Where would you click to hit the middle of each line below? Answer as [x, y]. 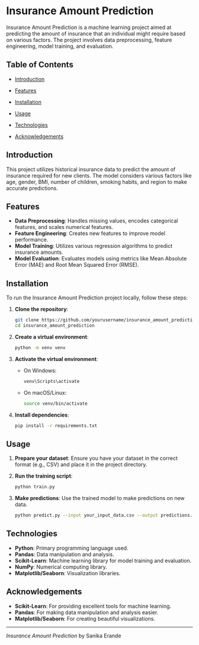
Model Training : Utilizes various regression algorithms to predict [94, 246]
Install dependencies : [42, 415]
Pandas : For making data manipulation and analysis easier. [86, 612]
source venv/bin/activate [55, 404]
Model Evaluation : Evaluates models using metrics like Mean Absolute [101, 259]
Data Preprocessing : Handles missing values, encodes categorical [96, 221]
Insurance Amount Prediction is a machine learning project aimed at [89, 27]
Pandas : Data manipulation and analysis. [64, 554]
